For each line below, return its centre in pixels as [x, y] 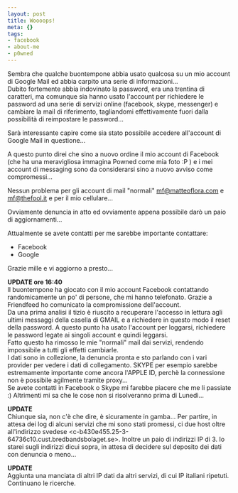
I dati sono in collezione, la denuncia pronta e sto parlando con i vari [107, 357]
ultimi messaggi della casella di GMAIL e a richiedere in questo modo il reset [119, 320]
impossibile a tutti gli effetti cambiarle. [63, 350]
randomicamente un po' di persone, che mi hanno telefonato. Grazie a [110, 297]
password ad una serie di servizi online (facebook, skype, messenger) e [113, 104]
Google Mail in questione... [47, 140]
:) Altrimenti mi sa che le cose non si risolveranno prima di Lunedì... [106, 395]
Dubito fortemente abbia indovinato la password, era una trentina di [106, 89]
